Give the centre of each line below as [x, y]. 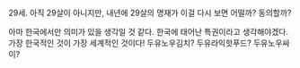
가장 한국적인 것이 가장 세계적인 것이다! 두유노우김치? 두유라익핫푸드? [130, 43]
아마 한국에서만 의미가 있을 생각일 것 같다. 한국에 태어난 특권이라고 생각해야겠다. [149, 32]
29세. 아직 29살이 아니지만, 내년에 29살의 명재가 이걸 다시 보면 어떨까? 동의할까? [150, 13]
